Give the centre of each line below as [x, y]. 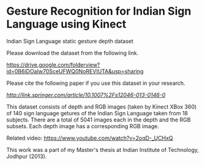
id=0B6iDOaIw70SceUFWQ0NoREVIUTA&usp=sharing [75, 71]
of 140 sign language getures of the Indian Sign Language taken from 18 [97, 113]
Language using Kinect [66, 24]
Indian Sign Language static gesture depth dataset [70, 41]
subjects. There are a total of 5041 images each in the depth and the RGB [99, 120]
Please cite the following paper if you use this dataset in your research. [96, 83]
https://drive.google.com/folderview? [53, 65]
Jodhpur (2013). [27, 156]
